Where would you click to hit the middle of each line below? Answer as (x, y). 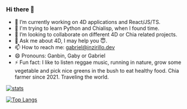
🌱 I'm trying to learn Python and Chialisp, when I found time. (87, 28)
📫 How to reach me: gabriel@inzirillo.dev (65, 47)
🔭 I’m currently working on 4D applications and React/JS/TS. (87, 22)
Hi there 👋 (20, 9)
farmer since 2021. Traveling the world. (62, 77)
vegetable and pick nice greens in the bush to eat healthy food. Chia (97, 71)
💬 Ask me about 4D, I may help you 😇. (61, 41)
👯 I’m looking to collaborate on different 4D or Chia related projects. (96, 35)
